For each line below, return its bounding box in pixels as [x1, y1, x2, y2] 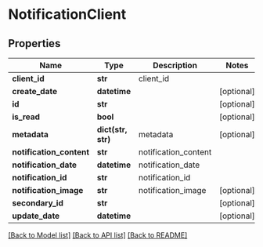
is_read [12, 111, 41, 122]
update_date [12, 210, 60, 221]
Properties [8, 37, 61, 50]
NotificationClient [8, 5, 127, 24]
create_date [12, 86, 57, 96]
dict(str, [96, 124, 128, 135]
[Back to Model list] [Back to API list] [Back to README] [8, 231, 188, 240]
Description [152, 60, 198, 71]
